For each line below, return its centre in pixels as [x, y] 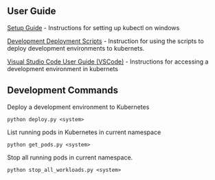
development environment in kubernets [63, 68]
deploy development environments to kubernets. [76, 48]
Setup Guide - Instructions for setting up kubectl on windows [93, 27]
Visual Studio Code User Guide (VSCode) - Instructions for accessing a [108, 62]
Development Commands [63, 91]
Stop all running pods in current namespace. [70, 157]
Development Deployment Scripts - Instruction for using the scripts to [105, 41]
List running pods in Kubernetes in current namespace [84, 132]
